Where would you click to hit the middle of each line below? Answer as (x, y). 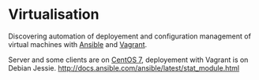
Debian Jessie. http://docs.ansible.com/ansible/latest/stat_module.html (124, 67)
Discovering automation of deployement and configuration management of (129, 36)
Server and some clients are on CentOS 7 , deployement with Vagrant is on (128, 60)
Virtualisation (54, 15)
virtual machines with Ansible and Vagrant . (78, 44)
